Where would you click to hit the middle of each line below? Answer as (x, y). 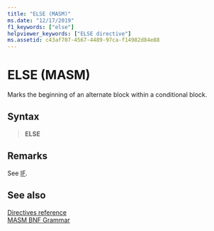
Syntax (23, 117)
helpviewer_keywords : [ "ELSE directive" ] (69, 34)
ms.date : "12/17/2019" (41, 20)
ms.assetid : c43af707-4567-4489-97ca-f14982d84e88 (84, 40)
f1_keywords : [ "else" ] (41, 27)
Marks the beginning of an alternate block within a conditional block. (107, 95)
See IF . (17, 173)
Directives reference (37, 212)
